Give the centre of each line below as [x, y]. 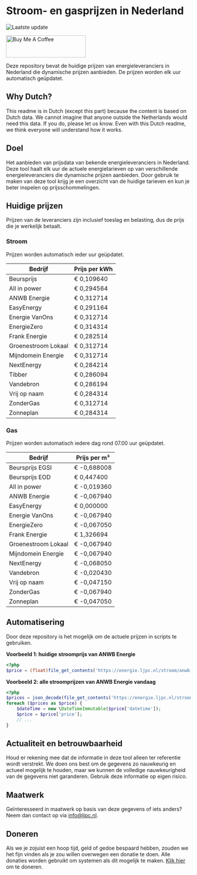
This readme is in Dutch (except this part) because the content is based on [96, 111]
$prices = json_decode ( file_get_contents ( [59, 698]
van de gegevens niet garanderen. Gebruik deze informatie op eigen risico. [97, 776]
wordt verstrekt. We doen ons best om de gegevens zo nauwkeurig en [91, 764]
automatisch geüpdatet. [35, 78]
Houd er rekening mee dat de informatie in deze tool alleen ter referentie [93, 758]
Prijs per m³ [93, 457]
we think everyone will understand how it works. [64, 129]
